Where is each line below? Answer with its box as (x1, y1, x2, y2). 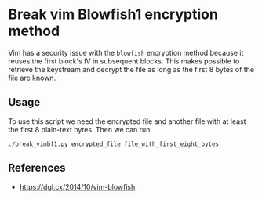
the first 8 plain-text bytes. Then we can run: (8, 125, 153, 134)
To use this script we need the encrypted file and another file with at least (8, 116, 246, 126)
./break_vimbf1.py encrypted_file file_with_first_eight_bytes (8, 139, 220, 148)
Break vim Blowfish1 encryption (8, 5, 218, 24)
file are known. (8, 73, 56, 82)
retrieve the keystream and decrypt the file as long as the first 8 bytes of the (8, 64, 255, 74)
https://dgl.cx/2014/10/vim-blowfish (19, 182, 136, 191)
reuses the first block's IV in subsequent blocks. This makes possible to (8, 56, 240, 66)
